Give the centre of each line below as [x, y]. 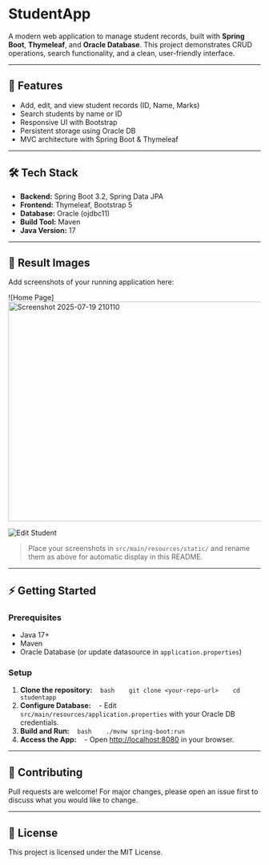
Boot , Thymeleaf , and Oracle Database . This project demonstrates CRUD [130, 44]
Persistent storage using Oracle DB [78, 131]
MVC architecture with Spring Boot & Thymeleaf [99, 139]
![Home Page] [31, 298]
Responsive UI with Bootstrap [68, 122]
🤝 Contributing [46, 772]
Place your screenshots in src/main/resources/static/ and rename [139, 549]
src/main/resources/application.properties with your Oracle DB [127, 714]
